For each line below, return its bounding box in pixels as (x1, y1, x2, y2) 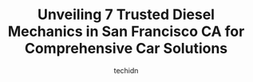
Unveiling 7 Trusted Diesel (37, 6, 215, 24)
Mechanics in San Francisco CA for (7, 22, 245, 41)
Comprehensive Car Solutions (24, 40, 228, 57)
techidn (113, 65, 139, 75)
